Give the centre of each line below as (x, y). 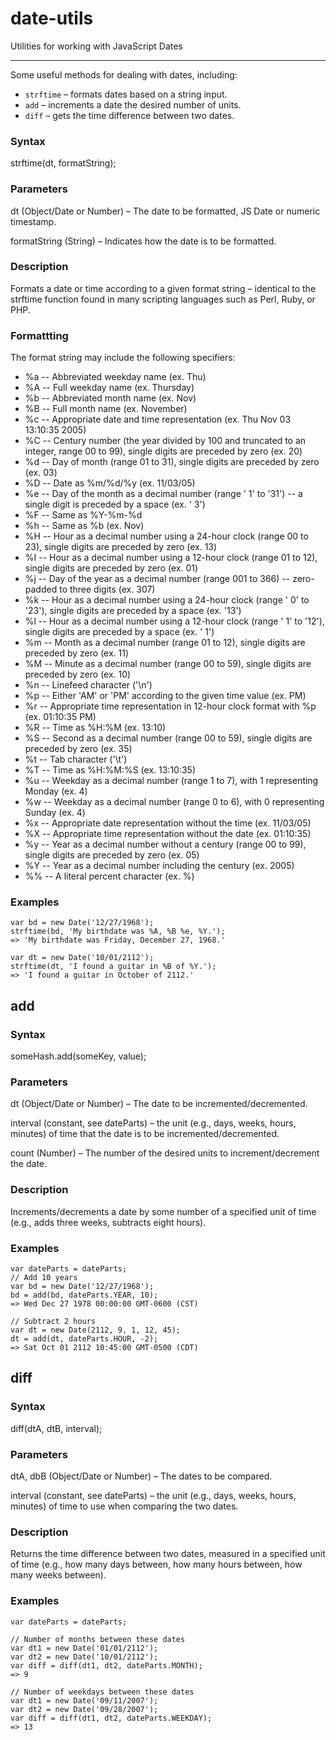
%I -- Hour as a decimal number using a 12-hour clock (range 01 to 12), (171, 558)
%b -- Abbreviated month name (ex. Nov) (110, 398)
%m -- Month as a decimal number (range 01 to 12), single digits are (165, 643)
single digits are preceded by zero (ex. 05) (112, 855)
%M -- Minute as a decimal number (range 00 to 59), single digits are (168, 664)
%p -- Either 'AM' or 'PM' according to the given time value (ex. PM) (165, 696)
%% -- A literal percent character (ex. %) (109, 876)
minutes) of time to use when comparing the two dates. (124, 1506)
